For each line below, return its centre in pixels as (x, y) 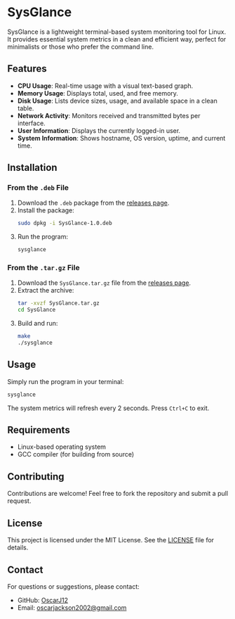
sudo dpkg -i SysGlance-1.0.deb (65, 223)
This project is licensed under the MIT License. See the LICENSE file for (111, 540)
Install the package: (46, 210)
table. (26, 108)
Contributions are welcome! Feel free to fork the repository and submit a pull (118, 494)
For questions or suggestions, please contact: (74, 586)
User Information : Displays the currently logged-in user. (99, 130)
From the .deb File (38, 188)
